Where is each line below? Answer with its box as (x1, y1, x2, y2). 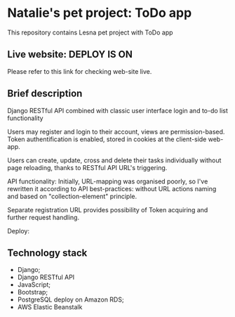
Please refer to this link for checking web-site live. (7, 67, 152, 75)
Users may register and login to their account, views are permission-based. (7, 127, 225, 136)
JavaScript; (17, 280, 51, 289)
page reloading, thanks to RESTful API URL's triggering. (7, 163, 168, 172)
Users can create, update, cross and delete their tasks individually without (7, 156, 222, 164)
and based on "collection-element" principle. (7, 192, 137, 200)
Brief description (7, 88, 83, 100)
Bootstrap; (17, 288, 48, 297)
